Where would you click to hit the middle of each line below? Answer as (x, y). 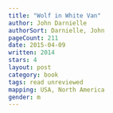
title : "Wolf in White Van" (55, 16)
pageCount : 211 (33, 38)
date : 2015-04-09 (37, 45)
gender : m (25, 97)
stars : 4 (23, 60)
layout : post (30, 68)
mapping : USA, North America (56, 90)
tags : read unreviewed (46, 82)
